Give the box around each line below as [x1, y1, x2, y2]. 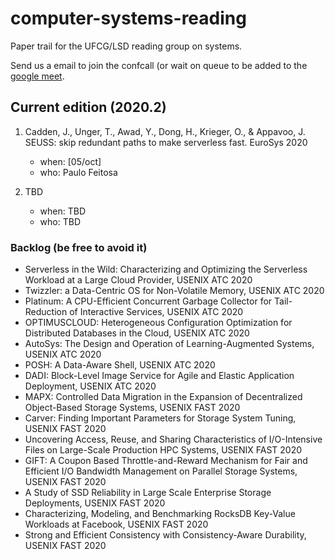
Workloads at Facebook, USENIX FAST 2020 [24, 518, 209, 531]
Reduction [24, 306, 68, 318]
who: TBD [39, 215, 81, 227]
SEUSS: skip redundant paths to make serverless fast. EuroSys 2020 [24, 136, 308, 148]
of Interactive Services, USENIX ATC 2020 [69, 306, 244, 318]
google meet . [10, 70, 65, 82]
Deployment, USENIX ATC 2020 [24, 380, 157, 392]
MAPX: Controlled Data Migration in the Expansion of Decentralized [24, 391, 303, 403]
